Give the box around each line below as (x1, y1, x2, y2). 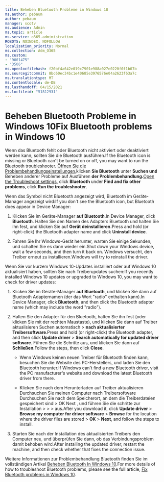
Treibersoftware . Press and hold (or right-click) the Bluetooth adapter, (12, 330, 153, 335)
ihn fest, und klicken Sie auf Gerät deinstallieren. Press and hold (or (12, 224, 149, 229)
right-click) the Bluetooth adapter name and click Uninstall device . (12, 229, 147, 235)
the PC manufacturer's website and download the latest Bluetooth (19, 370, 153, 376)
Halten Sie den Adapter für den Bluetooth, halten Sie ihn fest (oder (12, 314, 146, 320)
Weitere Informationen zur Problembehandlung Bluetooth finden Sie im (5, 456, 148, 462)
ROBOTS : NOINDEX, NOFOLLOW (5, 39, 60, 44)
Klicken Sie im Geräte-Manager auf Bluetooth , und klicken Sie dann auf (12, 289, 157, 295)
